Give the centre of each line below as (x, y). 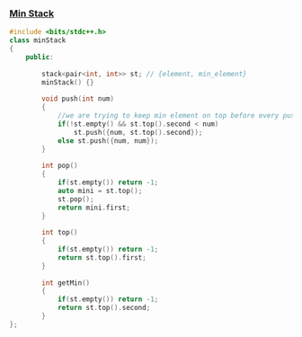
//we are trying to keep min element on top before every (168, 116)
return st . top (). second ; (104, 308)
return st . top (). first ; (102, 257)
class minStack (38, 40)
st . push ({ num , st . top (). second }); (138, 132)
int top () (60, 233)
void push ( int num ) (78, 99)
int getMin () (66, 283)
